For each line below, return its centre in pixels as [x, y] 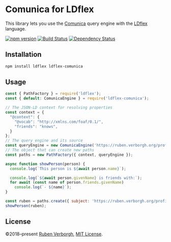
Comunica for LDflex [50, 9]
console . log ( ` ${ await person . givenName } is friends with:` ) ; [76, 178]
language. [16, 28]
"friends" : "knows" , [36, 126]
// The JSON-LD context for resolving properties [59, 108]
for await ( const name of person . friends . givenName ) [67, 183]
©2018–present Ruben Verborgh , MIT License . [54, 234]
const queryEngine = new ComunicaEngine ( [50, 146]
